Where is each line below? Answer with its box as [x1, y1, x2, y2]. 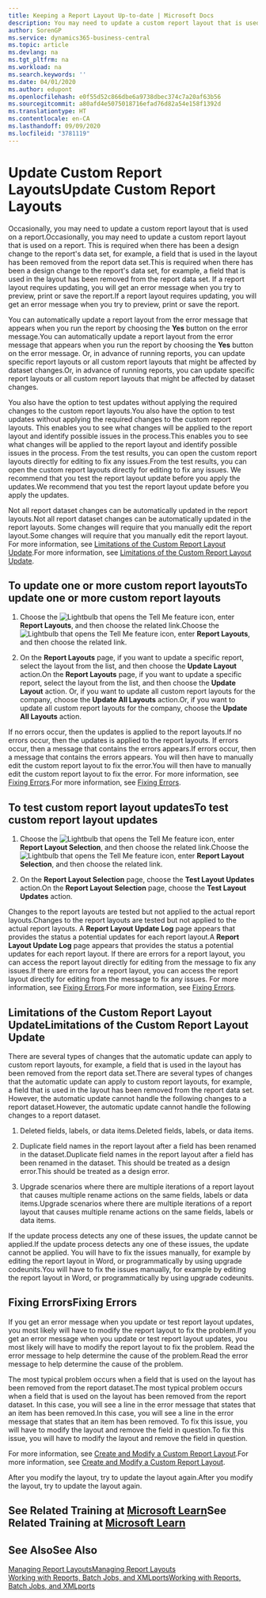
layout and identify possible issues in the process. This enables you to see [8, 431, 249, 441]
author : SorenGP [8, 26, 62, 34]
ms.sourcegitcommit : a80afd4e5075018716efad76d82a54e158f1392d [8, 100, 222, 108]
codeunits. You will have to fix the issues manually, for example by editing [8, 1265, 247, 1274]
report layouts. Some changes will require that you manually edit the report [8, 522, 253, 532]
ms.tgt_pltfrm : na [8, 56, 69, 64]
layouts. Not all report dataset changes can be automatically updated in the [8, 514, 252, 523]
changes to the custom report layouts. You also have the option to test [8, 406, 235, 415]
